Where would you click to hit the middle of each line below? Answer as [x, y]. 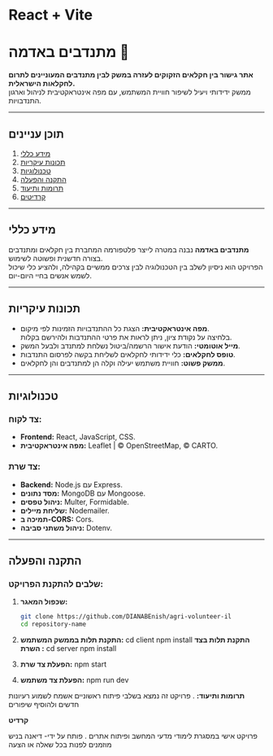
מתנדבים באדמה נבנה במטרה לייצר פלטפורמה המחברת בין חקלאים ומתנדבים [129, 249]
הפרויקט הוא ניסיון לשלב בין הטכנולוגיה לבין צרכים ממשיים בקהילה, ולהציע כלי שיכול [136, 267]
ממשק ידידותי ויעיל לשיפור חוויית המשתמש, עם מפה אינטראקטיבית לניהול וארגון [130, 92]
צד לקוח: [25, 419]
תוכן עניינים [37, 134]
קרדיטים [33, 196]
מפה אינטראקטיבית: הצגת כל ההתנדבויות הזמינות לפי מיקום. [115, 328]
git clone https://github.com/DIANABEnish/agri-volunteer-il [126, 617]
